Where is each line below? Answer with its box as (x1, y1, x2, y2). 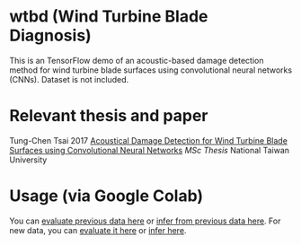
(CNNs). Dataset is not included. (9, 74, 129, 84)
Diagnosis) (9, 25, 92, 46)
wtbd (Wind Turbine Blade (9, 6, 208, 27)
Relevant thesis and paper (9, 106, 208, 127)
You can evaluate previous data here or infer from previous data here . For (9, 215, 281, 226)
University (9, 154, 48, 165)
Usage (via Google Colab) (9, 186, 204, 206)
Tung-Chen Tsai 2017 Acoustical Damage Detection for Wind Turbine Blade (9, 135, 288, 145)
